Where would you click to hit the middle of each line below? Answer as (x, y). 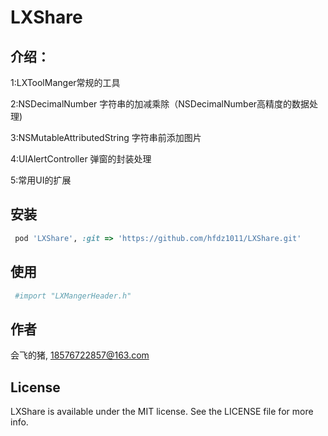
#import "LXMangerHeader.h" (73, 296)
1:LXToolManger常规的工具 (65, 82)
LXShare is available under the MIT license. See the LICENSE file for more (162, 411)
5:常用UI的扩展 (41, 180)
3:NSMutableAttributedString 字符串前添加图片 (106, 137)
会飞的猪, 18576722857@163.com (80, 355)
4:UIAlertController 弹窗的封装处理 (81, 159)
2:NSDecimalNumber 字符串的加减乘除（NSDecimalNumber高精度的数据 (160, 104)
